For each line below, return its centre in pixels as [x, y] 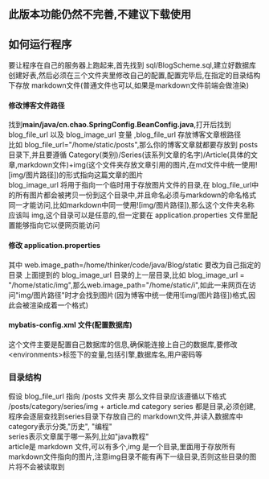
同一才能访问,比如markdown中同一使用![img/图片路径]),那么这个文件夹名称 [132, 205]
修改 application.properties [55, 245]
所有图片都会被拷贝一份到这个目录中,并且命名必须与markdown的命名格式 [136, 195]
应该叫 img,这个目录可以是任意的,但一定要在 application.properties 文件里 [130, 215]
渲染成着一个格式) [59, 305]
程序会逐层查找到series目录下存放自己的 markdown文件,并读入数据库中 [126, 416]
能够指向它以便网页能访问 [57, 225]
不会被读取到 [43, 467]
